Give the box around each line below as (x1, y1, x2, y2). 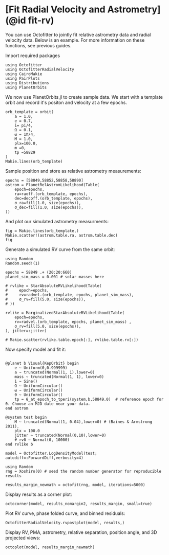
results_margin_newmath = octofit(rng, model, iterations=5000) (5, 482, 145, 487)
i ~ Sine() (14, 379, 38, 384)
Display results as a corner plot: (5, 491, 73, 497)
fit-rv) (28, 14, 54, 26)
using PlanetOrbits (5, 85, 47, 90)
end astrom (5, 405, 29, 411)
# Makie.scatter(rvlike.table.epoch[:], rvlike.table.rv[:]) (5, 337, 139, 343)
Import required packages (5, 52, 60, 59)
